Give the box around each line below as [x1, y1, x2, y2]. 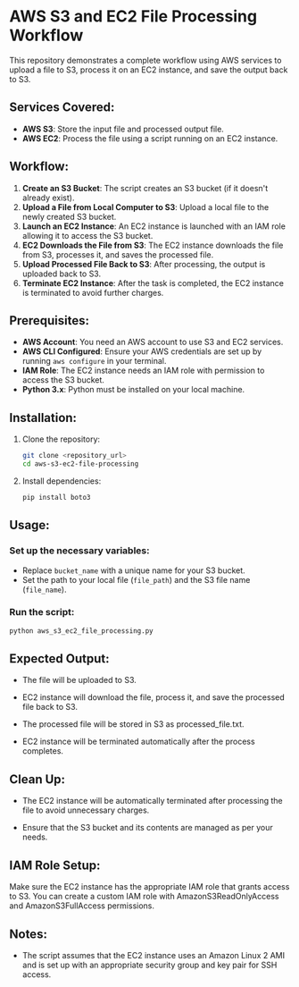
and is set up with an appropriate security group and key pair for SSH [21, 959, 278, 970]
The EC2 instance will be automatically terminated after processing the [21, 796, 283, 806]
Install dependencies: [21, 476, 102, 486]
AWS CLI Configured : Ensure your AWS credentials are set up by [21, 346, 262, 357]
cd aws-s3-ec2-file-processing [21, 460, 139, 468]
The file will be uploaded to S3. [21, 675, 137, 686]
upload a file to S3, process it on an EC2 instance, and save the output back [9, 64, 288, 75]
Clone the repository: [21, 434, 101, 444]
